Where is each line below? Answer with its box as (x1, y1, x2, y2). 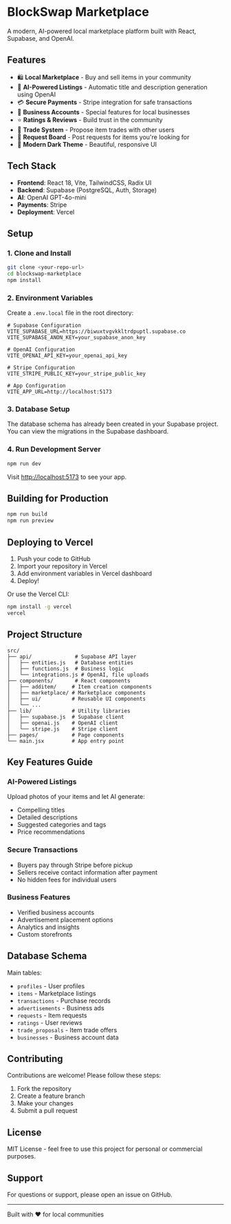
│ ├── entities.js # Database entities (7, 659, 134, 666)
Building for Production (7, 493, 109, 504)
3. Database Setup (7, 405, 70, 414)
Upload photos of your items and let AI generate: (7, 793, 146, 801)
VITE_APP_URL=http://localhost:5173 (7, 389, 112, 396)
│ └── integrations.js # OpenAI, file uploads (7, 671, 149, 678)
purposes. (7, 1152, 36, 1161)
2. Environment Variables (7, 293, 93, 303)
